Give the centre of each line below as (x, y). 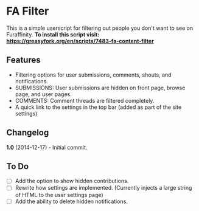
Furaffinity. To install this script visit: (53, 34)
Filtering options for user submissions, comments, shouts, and (93, 75)
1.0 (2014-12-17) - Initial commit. (47, 147)
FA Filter (28, 11)
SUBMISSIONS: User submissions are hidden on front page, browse (100, 88)
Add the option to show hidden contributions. (72, 181)
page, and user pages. (43, 94)
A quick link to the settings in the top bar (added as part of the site (98, 107)
